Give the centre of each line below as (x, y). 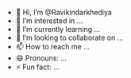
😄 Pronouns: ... (41, 58)
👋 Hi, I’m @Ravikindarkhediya (64, 12)
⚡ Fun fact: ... (37, 67)
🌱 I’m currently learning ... (58, 29)
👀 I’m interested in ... (49, 21)
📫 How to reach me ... (52, 47)
